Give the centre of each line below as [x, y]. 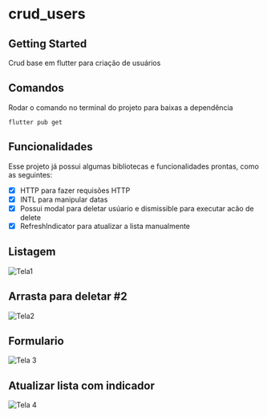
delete [30, 217]
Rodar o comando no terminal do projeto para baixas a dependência [121, 107]
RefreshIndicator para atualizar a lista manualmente [105, 226]
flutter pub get [35, 122]
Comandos [36, 88]
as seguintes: [30, 174]
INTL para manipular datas [64, 199]
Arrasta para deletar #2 [68, 297]
